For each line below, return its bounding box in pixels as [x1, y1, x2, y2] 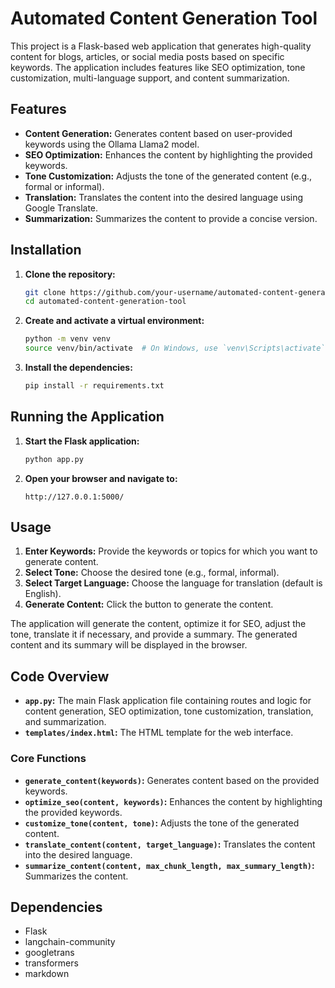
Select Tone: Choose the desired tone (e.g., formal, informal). [24, 567, 280, 579]
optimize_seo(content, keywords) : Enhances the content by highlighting [24, 795, 323, 807]
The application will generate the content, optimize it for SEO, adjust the [10, 618, 307, 630]
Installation [10, 242, 82, 259]
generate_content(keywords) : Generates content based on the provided [24, 774, 320, 786]
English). [24, 588, 62, 600]
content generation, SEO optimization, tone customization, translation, [24, 705, 314, 717]
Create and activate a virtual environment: [24, 315, 205, 327]
